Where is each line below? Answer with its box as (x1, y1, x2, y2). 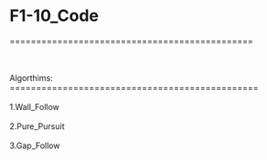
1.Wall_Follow (9, 101, 59, 112)
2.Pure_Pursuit (9, 120, 65, 132)
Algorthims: (9, 72, 53, 83)
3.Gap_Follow (9, 140, 60, 151)
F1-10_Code (9, 5, 99, 26)
